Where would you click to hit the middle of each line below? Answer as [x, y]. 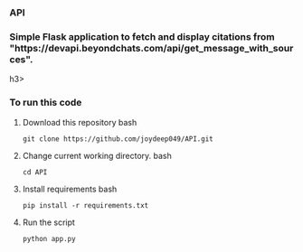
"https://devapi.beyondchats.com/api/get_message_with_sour [151, 48]
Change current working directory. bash [97, 155]
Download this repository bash [80, 122]
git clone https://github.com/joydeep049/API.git [118, 139]
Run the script [48, 222]
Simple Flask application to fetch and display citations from [142, 36]
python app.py [49, 238]
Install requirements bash [70, 189]
